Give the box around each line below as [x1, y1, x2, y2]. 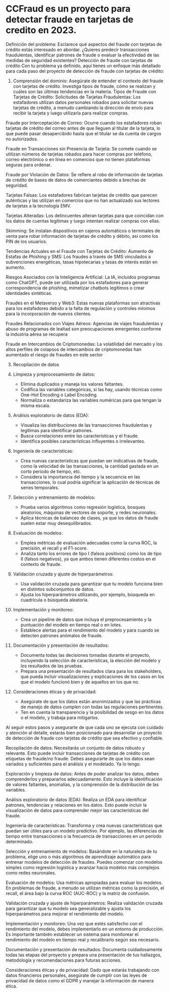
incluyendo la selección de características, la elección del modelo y [20, 657, 160, 663]
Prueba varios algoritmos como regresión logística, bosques [20, 504, 145, 510]
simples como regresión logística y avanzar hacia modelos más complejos [6, 864, 160, 870]
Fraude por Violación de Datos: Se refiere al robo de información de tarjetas [6, 171, 163, 177]
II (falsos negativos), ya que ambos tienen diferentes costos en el [20, 556, 156, 562]
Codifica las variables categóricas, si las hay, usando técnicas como [20, 386, 162, 392]
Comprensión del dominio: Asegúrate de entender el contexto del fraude [13, 78, 164, 84]
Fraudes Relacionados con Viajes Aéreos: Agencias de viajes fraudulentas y [6, 320, 163, 326]
